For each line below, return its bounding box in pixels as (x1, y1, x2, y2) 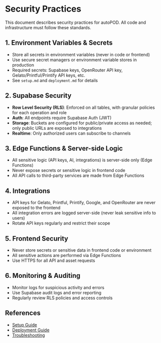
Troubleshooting (12, 332, 45, 338)
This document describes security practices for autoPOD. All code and (5, 19, 146, 25)
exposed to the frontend (12, 205, 61, 211)
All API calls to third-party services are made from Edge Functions (12, 172, 145, 178)
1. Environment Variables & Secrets (5, 39, 113, 47)
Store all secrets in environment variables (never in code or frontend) (12, 51, 150, 57)
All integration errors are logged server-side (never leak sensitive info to (12, 210, 156, 216)
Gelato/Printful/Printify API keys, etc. (12, 72, 86, 78)
